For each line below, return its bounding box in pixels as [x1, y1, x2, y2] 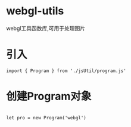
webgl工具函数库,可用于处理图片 [6, 24, 85, 32]
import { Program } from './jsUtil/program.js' [6, 67, 127, 74]
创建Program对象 [6, 89, 92, 103]
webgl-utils [6, 4, 64, 18]
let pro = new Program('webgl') [6, 114, 86, 120]
